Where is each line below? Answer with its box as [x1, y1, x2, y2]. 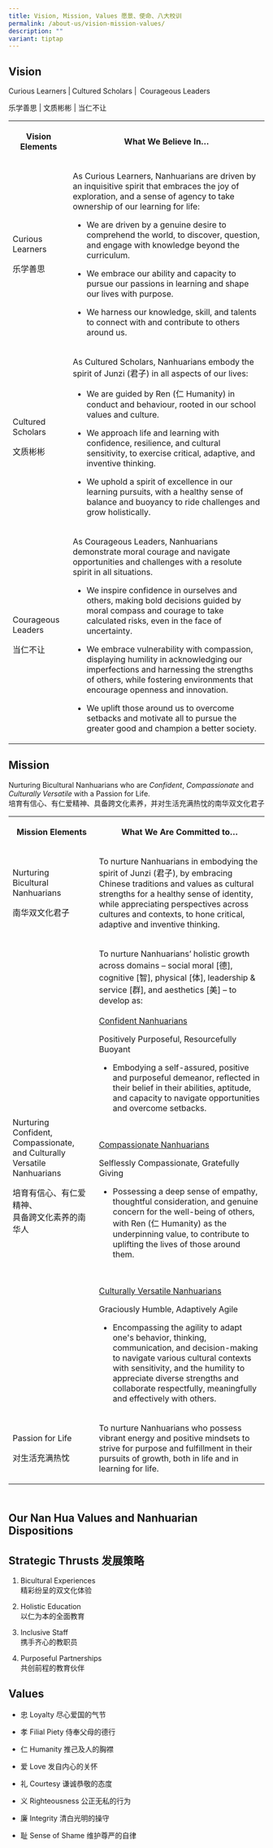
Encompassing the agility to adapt [112, 1322, 242, 1333]
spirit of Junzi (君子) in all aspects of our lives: [72, 368, 249, 379]
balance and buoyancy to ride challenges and [86, 496, 260, 508]
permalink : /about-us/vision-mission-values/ [8, 19, 165, 28]
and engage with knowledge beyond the [86, 240, 240, 251]
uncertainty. [86, 625, 132, 637]
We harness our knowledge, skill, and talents [86, 306, 258, 318]
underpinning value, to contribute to [112, 1228, 249, 1240]
